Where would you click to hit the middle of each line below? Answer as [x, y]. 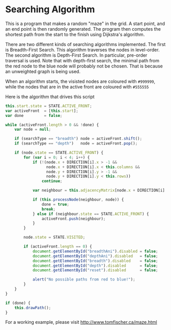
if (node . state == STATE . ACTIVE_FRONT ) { [59, 153]
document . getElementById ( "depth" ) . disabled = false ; [95, 266]
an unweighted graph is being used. [43, 71]
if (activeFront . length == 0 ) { [58, 247]
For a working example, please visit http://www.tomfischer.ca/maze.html [81, 322]
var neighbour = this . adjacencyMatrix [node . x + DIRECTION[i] [99, 191]
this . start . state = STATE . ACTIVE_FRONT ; [49, 106]
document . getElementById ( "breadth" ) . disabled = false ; [95, 261]
